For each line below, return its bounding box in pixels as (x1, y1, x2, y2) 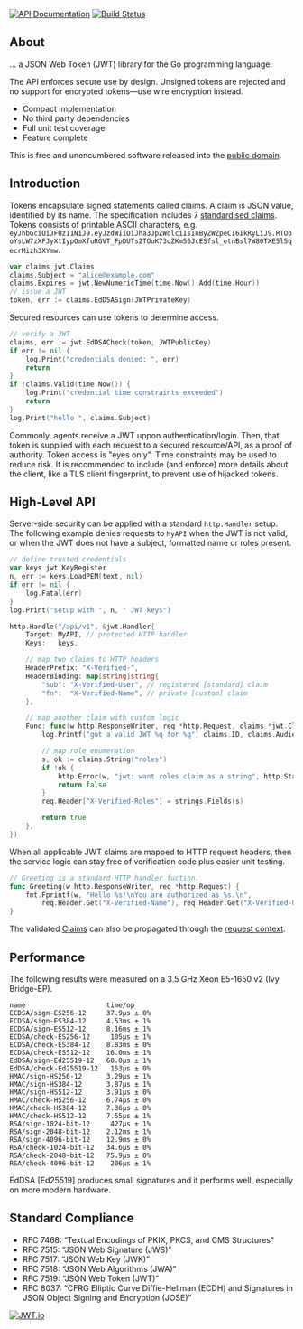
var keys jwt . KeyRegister (9, 563, 106, 573)
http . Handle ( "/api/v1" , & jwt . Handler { (9, 622, 155, 631)
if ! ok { (41, 763, 75, 772)
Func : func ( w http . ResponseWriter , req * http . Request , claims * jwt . (25, 721, 289, 731)
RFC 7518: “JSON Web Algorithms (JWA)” (22, 1263, 177, 1274)
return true (41, 814, 87, 823)
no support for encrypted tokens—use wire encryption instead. (9, 86, 243, 97)
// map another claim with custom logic (25, 713, 179, 722)
